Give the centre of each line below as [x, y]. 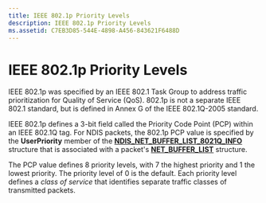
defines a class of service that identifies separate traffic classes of [117, 182]
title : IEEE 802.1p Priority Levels [69, 16]
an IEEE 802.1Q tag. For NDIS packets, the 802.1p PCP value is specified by [131, 133]
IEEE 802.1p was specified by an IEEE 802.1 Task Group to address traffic [128, 92]
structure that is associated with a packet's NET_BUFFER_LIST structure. [128, 150]
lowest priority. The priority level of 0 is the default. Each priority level [123, 174]
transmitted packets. [42, 190]
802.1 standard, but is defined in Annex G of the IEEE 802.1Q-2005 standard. [133, 109]
